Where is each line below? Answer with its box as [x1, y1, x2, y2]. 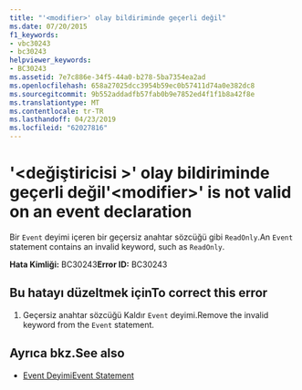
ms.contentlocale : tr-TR [9, 107, 104, 116]
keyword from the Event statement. [22, 319, 155, 330]
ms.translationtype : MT [9, 97, 100, 108]
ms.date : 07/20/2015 [9, 22, 89, 31]
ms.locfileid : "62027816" [9, 124, 108, 133]
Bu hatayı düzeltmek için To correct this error [9, 285, 268, 301]
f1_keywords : [9, 30, 59, 39]
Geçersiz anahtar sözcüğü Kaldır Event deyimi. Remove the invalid [22, 309, 269, 320]
